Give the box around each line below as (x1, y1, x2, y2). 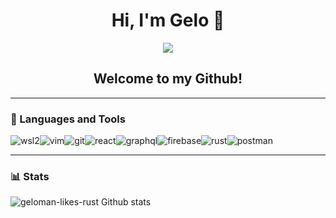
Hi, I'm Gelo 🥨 (111, 9, 225, 32)
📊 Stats (10, 169, 50, 183)
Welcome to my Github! (93, 70, 243, 88)
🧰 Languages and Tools (10, 112, 126, 126)
